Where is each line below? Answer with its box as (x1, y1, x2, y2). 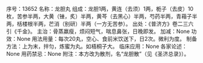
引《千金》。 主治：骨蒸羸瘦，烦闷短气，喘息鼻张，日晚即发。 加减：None (6, 28, 190, 35)
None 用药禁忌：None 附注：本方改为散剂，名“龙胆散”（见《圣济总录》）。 (6, 50, 190, 57)
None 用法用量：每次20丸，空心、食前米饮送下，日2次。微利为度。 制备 (16, 35, 198, 42)
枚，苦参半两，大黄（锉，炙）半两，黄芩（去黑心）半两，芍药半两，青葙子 (6, 13, 192, 20)
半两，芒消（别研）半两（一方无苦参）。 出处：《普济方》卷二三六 (32, 20, 194, 27)
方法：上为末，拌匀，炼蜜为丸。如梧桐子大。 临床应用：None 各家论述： (6, 43, 188, 50)
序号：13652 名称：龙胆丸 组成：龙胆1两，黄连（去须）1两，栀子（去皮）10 (6, 5, 194, 12)
